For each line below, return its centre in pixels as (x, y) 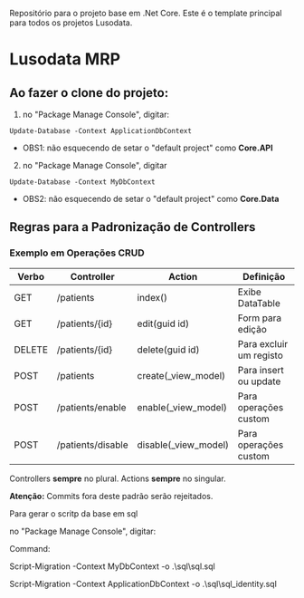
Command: (30, 548)
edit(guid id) (163, 323)
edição (252, 329)
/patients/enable (91, 407)
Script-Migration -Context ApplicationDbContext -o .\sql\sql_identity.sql (143, 584)
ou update (259, 381)
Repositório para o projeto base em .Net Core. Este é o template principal (146, 13)
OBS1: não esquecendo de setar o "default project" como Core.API (147, 148)
